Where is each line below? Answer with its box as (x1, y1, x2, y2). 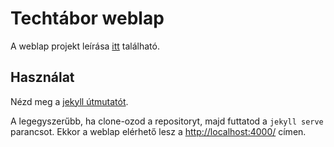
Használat (10, 69, 75, 86)
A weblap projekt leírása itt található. (10, 40, 160, 52)
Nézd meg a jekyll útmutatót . (10, 95, 129, 107)
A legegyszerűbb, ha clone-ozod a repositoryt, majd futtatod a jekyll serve (10, 115, 324, 127)
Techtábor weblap (10, 7, 165, 30)
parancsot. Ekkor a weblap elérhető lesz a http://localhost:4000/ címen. (10, 125, 307, 137)
